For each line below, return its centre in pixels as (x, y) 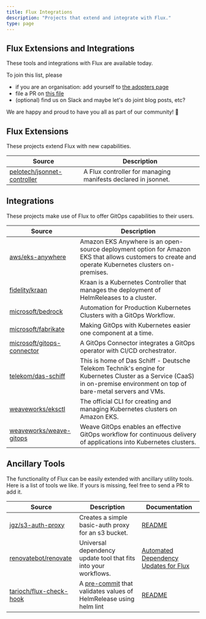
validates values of (106, 591)
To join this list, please (34, 75)
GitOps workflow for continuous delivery (138, 434)
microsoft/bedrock (36, 311)
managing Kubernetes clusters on (128, 409)
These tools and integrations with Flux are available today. (80, 63)
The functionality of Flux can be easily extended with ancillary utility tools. (100, 479)
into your (92, 566)
